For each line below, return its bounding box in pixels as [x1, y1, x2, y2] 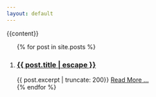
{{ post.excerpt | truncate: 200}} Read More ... [16, 76, 149, 84]
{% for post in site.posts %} [16, 42, 96, 51]
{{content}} [6, 29, 39, 37]
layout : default [6, 10, 53, 17]
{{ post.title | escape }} [16, 60, 96, 69]
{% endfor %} [16, 82, 57, 91]
